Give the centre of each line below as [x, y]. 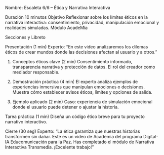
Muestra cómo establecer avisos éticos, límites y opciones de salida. [82, 92]
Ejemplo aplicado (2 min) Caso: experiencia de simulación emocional [82, 102]
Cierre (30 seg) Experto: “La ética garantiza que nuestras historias [73, 131]
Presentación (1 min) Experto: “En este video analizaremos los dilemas [77, 47]
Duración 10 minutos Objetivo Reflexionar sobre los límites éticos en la [77, 17]
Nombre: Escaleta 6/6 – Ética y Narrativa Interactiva [58, 8]
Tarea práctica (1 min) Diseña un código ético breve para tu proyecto [75, 116]
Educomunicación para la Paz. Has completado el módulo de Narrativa [82, 142]
